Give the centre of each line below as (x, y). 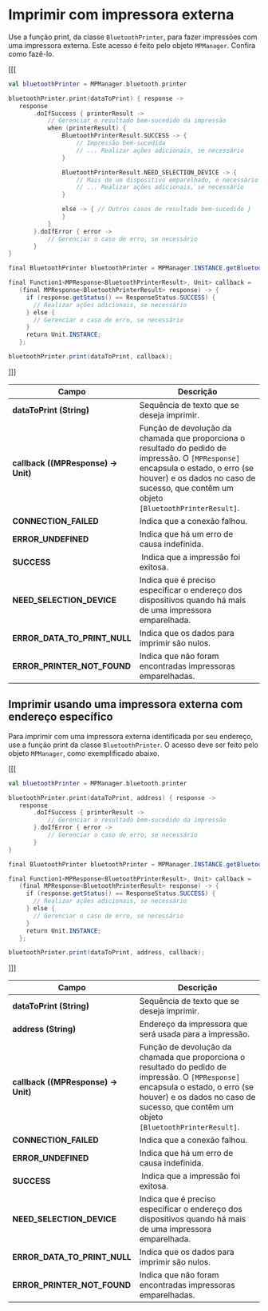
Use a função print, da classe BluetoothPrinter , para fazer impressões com (133, 37)
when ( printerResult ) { (87, 128)
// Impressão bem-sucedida (121, 143)
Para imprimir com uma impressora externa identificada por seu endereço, (131, 736)
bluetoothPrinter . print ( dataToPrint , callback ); (91, 357)
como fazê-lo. (31, 54)
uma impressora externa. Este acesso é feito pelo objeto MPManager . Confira (132, 45)
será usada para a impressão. (194, 1034)
